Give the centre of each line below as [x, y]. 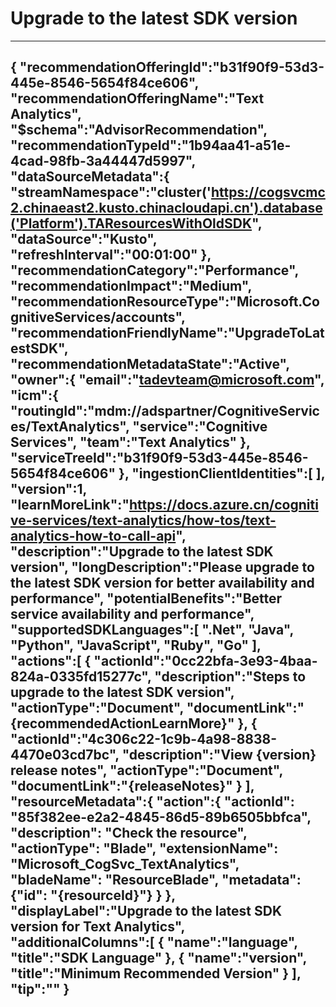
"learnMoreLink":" [70, 505]
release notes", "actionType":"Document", [146, 770]
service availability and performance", [132, 614]
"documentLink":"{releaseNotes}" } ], [132, 786]
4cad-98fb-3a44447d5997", [103, 161]
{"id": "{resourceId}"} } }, [93, 895]
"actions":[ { [51, 661]
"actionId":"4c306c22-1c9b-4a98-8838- [144, 739]
